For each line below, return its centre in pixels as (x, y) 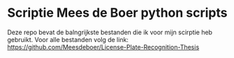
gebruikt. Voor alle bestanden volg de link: (68, 39)
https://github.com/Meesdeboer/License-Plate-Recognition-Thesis (103, 47)
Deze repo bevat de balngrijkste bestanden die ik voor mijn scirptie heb (110, 32)
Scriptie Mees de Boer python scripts (117, 13)
